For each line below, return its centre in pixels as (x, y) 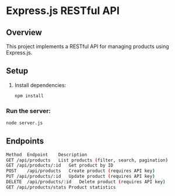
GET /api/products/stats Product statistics (61, 187)
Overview (24, 32)
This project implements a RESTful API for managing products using (87, 46)
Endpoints (25, 141)
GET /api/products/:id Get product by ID (60, 166)
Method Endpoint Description (47, 154)
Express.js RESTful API (63, 11)
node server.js (24, 123)
